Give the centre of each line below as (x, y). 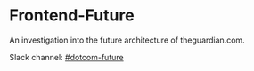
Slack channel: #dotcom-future (66, 57)
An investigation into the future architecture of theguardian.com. (127, 40)
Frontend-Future (72, 16)
